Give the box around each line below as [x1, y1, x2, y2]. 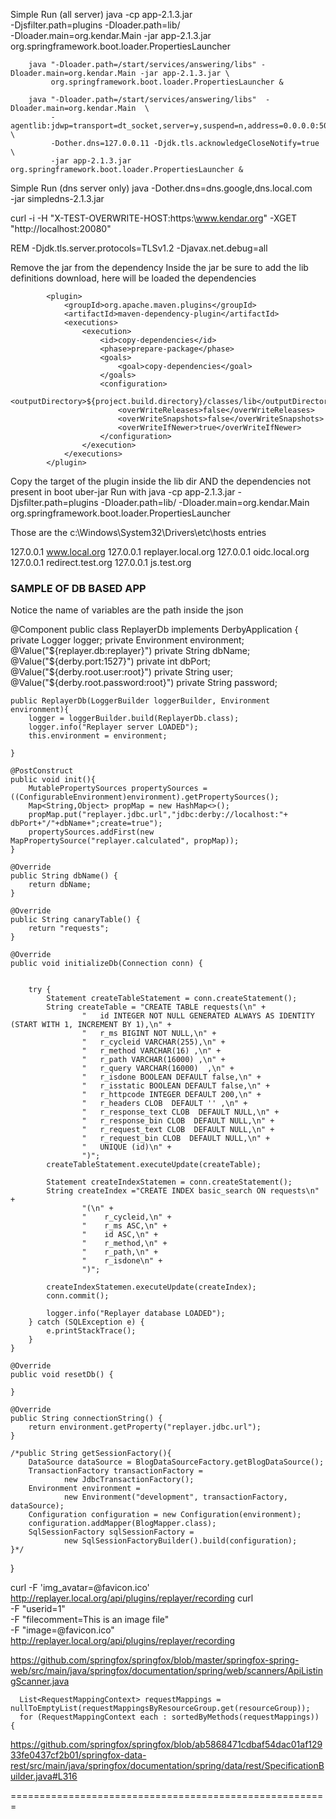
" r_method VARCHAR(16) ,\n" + [81, 1046, 222, 1056]
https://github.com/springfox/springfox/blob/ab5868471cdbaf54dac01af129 [10, 1739, 323, 1751]
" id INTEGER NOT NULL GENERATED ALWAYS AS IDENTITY [81, 1011, 315, 1021]
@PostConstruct [10, 766, 74, 776]
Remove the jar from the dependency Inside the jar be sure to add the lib [10, 262, 309, 273]
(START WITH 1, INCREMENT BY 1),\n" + [10, 1020, 172, 1030]
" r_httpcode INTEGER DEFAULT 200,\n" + [81, 1090, 262, 1100]
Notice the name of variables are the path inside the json [10, 604, 244, 616]
